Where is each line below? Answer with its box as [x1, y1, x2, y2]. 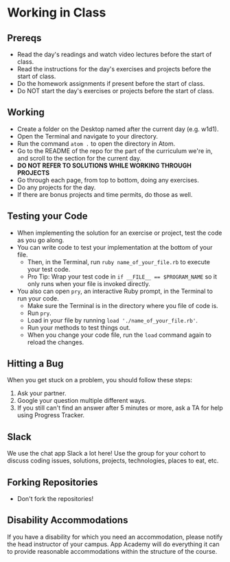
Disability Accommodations [7, 515, 128, 526]
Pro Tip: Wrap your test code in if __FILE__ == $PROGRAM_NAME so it [27, 272, 218, 281]
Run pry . [27, 309, 51, 317]
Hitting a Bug [7, 358, 64, 370]
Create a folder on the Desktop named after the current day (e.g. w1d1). [16, 125, 219, 133]
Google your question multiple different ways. [16, 397, 146, 405]
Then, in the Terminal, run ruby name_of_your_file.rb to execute [27, 257, 211, 266]
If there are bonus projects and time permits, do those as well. [16, 190, 193, 198]
